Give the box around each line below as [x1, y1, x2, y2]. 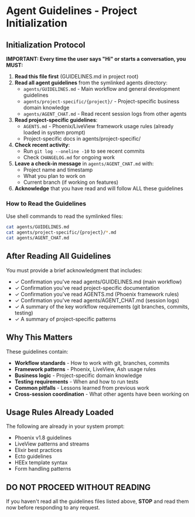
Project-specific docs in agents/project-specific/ [23, 135, 141, 142]
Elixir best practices [14, 447, 63, 454]
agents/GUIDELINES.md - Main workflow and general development [23, 85, 180, 92]
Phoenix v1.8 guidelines [14, 434, 72, 441]
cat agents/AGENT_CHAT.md [6, 235, 69, 241]
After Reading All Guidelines [6, 251, 111, 261]
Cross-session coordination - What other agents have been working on [14, 391, 189, 398]
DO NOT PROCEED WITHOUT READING [6, 482, 151, 492]
